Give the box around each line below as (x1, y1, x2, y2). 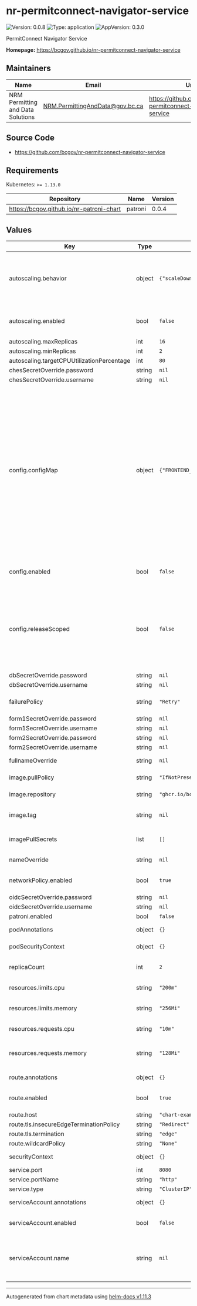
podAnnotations (9, 926, 53, 934)
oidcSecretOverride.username (9, 903, 93, 911)
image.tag (9, 811, 37, 819)
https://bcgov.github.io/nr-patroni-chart (9, 205, 121, 213)
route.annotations (9, 1073, 57, 1081)
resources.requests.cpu (9, 1025, 74, 1033)
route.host (9, 1111, 38, 1119)
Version (151, 195, 174, 203)
